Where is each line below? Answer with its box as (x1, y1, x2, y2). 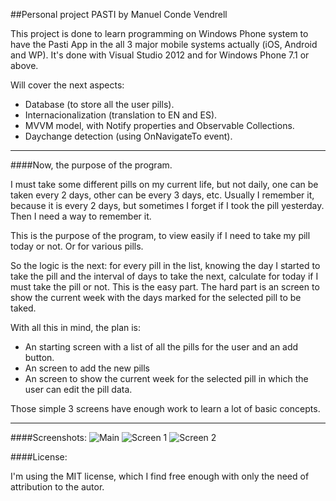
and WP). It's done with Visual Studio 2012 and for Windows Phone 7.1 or (10, 49, 310, 61)
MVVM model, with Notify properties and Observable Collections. (24, 120, 295, 131)
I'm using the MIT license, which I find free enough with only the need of (10, 470, 310, 482)
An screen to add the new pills (24, 362, 151, 374)
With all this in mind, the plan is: (10, 322, 142, 333)
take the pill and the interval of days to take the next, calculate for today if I (10, 270, 319, 282)
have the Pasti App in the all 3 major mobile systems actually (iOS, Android (10, 39, 318, 50)
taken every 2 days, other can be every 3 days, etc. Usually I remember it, (10, 189, 315, 201)
